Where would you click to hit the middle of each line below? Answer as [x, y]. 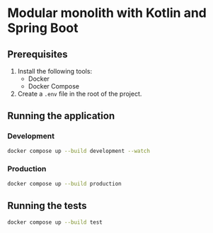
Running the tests [47, 206]
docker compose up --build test [55, 222]
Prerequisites [38, 54]
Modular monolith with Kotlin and [107, 13]
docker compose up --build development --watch [79, 151]
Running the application [61, 116]
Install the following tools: [55, 71]
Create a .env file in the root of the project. [80, 94]
